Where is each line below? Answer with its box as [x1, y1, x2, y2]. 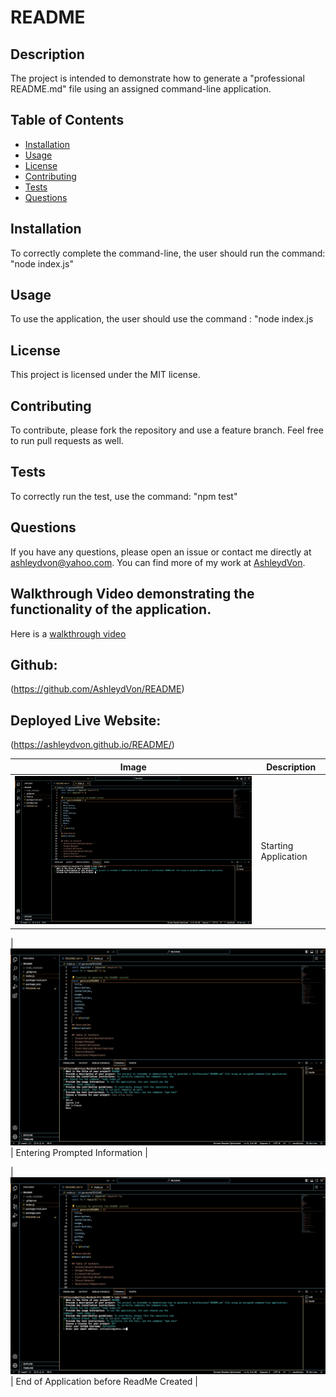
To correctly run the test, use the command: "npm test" [10, 490, 238, 502]
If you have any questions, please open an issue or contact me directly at [10, 546, 312, 558]
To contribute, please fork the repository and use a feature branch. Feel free [10, 424, 324, 436]
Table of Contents [10, 112, 125, 129]
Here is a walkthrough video [10, 627, 127, 640]
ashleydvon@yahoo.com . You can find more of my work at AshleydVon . [10, 556, 306, 568]
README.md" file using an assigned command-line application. [10, 83, 272, 95]
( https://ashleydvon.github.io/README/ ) [10, 739, 175, 751]
